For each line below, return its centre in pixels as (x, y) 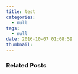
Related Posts (26, 65)
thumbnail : (19, 45)
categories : (21, 17)
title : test (21, 12)
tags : (13, 28)
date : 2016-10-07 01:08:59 (39, 39)
